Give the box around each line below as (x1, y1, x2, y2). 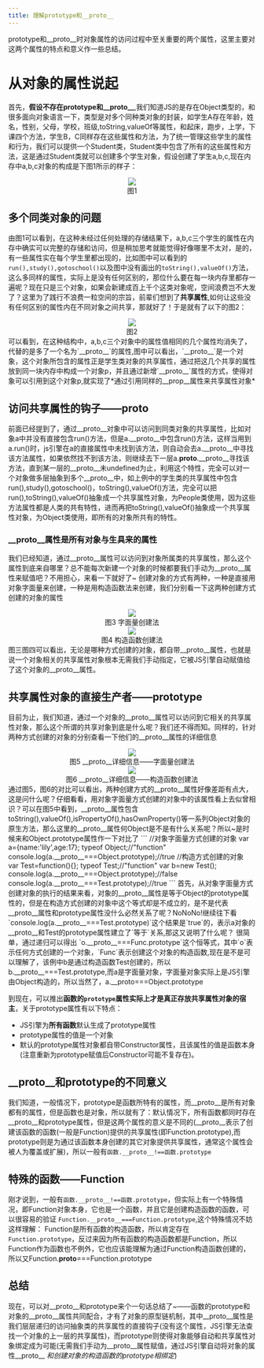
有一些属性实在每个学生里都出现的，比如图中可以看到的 (8, 253, 187, 262)
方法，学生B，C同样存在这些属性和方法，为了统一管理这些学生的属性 (28, 132, 252, 141)
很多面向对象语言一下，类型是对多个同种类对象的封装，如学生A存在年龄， (8, 112, 247, 121)
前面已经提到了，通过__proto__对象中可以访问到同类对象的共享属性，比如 (8, 424, 245, 433)
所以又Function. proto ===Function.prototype (8, 1254, 152, 1263)
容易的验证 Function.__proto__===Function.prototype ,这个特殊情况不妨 (21, 1214, 253, 1224)
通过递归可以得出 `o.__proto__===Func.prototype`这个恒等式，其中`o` (21, 938, 247, 947)
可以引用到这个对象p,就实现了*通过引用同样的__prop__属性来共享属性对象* (14, 376, 255, 386)
